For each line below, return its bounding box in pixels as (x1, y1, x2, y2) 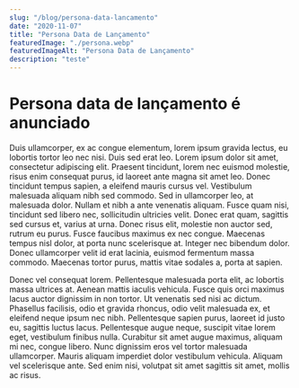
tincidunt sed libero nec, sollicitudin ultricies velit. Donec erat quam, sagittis (9, 208, 289, 220)
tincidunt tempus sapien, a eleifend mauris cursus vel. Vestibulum (9, 181, 252, 191)
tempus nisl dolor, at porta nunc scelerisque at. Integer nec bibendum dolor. (9, 237, 290, 248)
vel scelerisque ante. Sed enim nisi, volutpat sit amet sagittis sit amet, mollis (9, 360, 290, 371)
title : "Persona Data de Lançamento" (9, 30, 151, 39)
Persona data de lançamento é (9, 93, 241, 114)
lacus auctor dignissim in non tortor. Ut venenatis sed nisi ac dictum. (9, 293, 262, 304)
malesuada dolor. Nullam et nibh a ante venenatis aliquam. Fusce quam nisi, (9, 199, 290, 210)
